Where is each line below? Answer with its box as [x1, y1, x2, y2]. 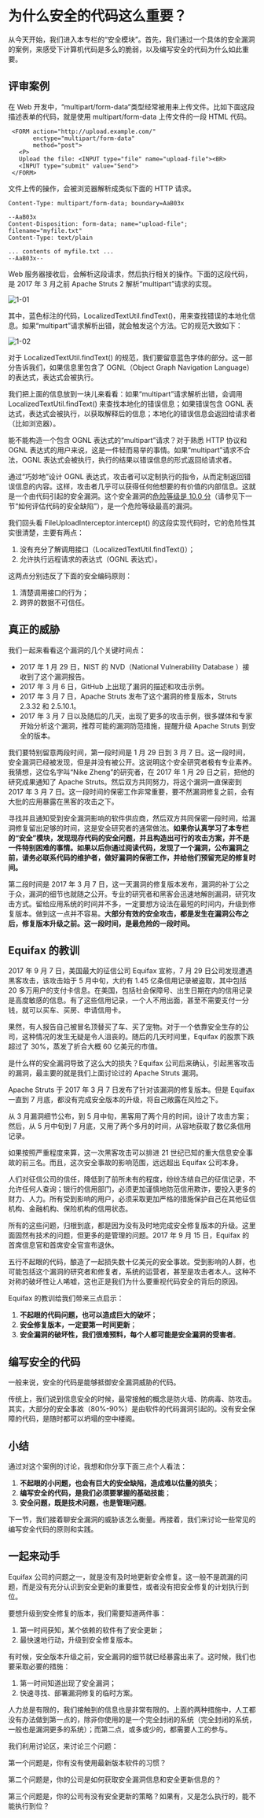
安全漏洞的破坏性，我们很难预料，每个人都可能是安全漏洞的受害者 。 [19, 1330, 240, 1340]
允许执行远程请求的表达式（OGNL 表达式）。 [19, 554, 163, 563]
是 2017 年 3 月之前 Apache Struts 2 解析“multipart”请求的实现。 [8, 278, 216, 288]
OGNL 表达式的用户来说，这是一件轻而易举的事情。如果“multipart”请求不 [8, 445, 244, 455]
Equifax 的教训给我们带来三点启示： [8, 1293, 124, 1303]
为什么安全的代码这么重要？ [8, 7, 188, 25]
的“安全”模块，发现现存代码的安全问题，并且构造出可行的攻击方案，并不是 [8, 833, 250, 843]
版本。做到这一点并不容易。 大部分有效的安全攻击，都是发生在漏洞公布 [14, 909, 242, 918]
